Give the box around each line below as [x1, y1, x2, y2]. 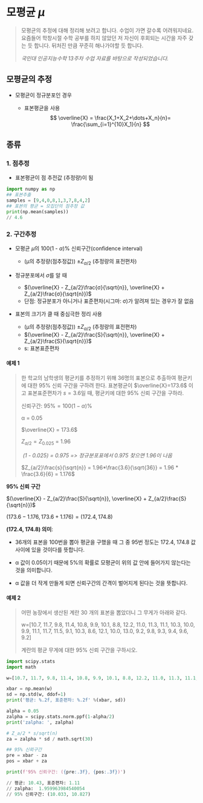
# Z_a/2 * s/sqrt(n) [6, 730, 59, 736]
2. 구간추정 [6, 230, 37, 238]
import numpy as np [6, 186, 56, 193]
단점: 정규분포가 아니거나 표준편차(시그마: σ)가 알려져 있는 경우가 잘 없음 [24, 297, 195, 305]
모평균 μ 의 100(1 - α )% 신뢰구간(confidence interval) [14, 245, 143, 252]
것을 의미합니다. [14, 566, 53, 573]
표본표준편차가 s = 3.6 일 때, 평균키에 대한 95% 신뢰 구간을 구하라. [27, 389, 184, 397]
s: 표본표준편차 [24, 345, 60, 352]
